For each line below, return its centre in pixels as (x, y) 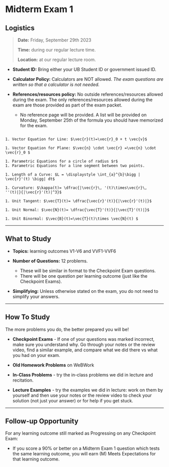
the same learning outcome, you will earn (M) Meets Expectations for (84, 454)
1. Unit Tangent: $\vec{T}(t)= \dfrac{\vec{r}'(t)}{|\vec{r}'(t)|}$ (78, 201)
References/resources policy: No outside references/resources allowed (88, 94)
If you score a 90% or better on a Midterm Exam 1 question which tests (86, 448)
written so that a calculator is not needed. (56, 85)
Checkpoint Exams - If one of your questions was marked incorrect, (83, 339)
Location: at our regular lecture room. (57, 60)
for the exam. (34, 125)
